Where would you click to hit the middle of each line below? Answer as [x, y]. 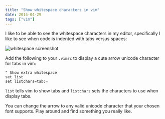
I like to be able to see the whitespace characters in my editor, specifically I [83, 34]
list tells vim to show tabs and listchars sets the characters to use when [82, 91]
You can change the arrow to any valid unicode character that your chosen [82, 106]
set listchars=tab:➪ [27, 82]
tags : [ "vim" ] [20, 19]
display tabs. [18, 96]
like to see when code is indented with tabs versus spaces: [66, 39]
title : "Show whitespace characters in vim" [52, 10]
